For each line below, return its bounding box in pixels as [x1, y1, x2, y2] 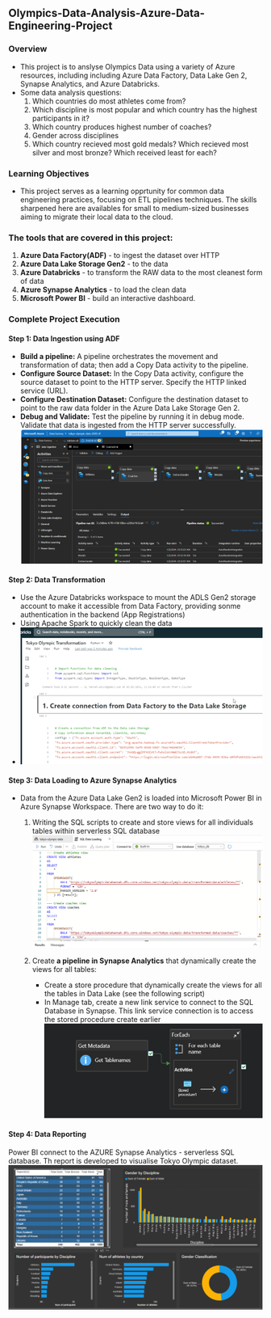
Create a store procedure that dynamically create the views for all [44, 980, 262, 990]
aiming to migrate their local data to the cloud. [19, 212, 173, 222]
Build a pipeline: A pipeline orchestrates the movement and [19, 352, 219, 361]
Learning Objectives [8, 167, 90, 179]
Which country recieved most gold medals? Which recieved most [31, 139, 249, 149]
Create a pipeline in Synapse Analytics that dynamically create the [31, 956, 256, 965]
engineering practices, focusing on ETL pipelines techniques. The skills [19, 194, 257, 205]
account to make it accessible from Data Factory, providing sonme [19, 602, 241, 611]
